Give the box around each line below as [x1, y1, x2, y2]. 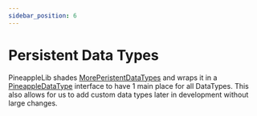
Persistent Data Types [8, 46, 159, 64]
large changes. [8, 98, 58, 108]
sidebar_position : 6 [8, 11, 78, 20]
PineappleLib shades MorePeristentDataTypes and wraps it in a [8, 73, 218, 82]
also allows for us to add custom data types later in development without [8, 90, 249, 99]
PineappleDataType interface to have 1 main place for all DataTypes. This [8, 81, 249, 90]
